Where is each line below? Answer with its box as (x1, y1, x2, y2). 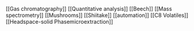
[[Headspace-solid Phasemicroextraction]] (5, 18, 113, 25)
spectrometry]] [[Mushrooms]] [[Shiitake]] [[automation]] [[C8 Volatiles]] (5, 12, 189, 19)
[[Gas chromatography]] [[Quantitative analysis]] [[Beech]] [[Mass (5, 5, 172, 12)
